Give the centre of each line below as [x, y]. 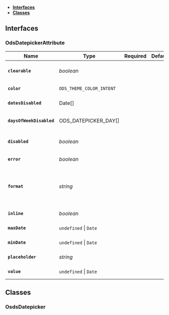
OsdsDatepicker [26, 307]
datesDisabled [25, 103]
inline [16, 213]
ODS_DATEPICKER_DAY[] [89, 121]
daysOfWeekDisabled [31, 120]
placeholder [22, 257]
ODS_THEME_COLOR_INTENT [88, 88]
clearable [19, 71]
